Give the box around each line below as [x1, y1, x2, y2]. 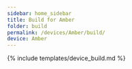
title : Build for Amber [7, 16, 75, 23]
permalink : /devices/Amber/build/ [7, 29, 106, 36]
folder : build [7, 23, 48, 29]
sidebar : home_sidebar [7, 10, 72, 17]
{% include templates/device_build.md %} [7, 54, 126, 62]
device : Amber [7, 36, 48, 42]
